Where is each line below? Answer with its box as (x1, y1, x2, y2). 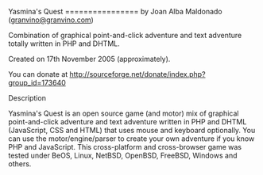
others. (8, 159, 32, 169)
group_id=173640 (8, 78, 66, 87)
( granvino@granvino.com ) (8, 15, 94, 25)
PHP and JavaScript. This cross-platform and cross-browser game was (8, 143, 242, 151)
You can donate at (8, 70, 68, 78)
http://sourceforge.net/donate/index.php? (69, 70, 206, 78)
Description (8, 93, 46, 102)
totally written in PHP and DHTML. (8, 39, 121, 48)
